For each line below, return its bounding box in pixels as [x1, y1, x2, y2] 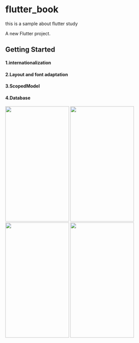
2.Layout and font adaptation [5, 71, 68, 77]
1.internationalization [5, 59, 51, 66]
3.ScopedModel [5, 83, 40, 89]
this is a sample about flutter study [5, 20, 78, 27]
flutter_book [5, 4, 59, 15]
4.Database [5, 95, 31, 101]
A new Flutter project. [5, 30, 51, 36]
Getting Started [5, 45, 55, 54]
